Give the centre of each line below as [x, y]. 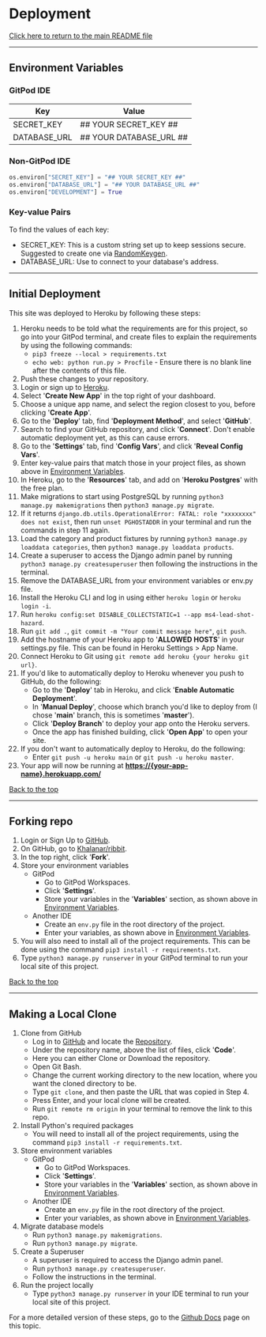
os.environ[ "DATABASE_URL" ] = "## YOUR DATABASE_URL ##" [105, 184]
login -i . [36, 605]
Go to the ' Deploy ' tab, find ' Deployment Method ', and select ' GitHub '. [136, 421]
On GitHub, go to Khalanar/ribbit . [73, 849]
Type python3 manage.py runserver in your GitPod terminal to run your [134, 958]
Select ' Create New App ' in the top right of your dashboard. [118, 396]
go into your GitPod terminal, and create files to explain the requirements [139, 336]
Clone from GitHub [51, 1033]
